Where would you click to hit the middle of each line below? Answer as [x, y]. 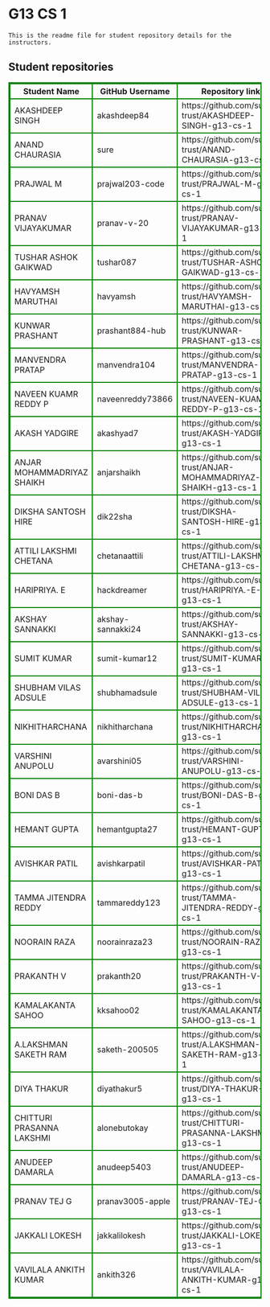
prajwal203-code [131, 183]
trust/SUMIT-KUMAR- [225, 658]
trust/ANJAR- [208, 467]
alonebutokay [123, 1128]
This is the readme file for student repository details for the [120, 35]
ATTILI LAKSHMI [46, 550]
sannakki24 [119, 629]
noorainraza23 [125, 942]
